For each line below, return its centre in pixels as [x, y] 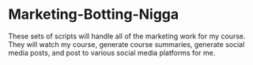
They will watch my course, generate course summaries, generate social [126, 44]
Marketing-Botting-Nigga [94, 14]
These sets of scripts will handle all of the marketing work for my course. [127, 36]
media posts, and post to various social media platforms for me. [112, 52]
